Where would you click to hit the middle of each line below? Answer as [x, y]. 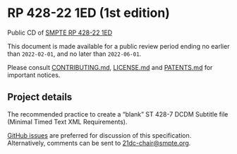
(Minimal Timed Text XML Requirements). [67, 122]
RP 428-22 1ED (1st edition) [89, 13]
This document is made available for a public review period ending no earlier [119, 46]
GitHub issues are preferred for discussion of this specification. [99, 135]
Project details [40, 97]
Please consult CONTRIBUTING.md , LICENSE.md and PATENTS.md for [110, 67]
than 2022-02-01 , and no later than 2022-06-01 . [74, 54]
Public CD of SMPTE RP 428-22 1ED [60, 32]
